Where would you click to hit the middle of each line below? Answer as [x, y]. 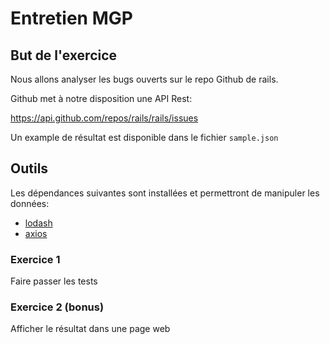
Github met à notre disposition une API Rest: [101, 98]
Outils [29, 168]
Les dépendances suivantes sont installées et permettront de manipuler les [165, 193]
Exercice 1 [35, 259]
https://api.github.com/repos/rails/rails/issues [104, 118]
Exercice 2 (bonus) [57, 307]
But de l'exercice [64, 55]
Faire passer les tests [54, 281]
